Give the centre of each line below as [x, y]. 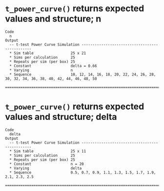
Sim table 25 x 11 [50, 151]
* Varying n [41, 70]
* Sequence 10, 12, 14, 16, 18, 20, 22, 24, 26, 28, [83, 74]
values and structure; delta [61, 117]
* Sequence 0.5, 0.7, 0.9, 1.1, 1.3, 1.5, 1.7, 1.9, [83, 172]
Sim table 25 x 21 [50, 53]
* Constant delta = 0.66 [53, 66]
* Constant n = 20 [47, 164]
